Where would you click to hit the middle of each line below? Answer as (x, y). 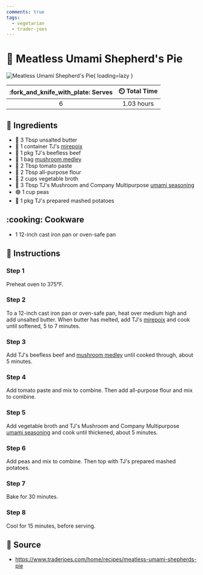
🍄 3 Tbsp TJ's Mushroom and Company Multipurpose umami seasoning (105, 185)
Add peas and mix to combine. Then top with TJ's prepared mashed (91, 461)
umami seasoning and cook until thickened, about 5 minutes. (82, 432)
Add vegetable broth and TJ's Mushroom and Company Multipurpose (93, 425)
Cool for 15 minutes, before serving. (51, 526)
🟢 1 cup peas (32, 192)
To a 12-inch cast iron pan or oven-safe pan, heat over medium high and (96, 313)
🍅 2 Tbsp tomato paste (44, 166)
